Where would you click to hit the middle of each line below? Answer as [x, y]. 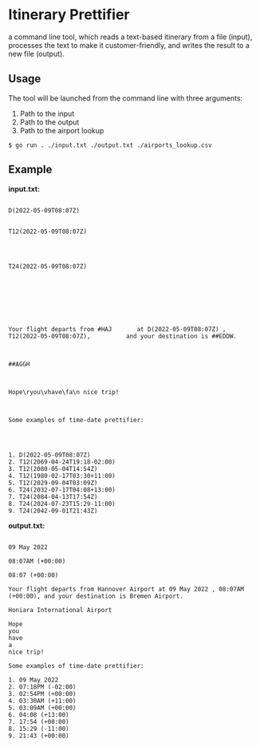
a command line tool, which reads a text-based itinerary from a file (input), [130, 37]
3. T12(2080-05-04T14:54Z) [53, 468]
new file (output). [37, 53]
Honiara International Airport [60, 610]
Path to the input [47, 113]
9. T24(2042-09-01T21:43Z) [53, 511]
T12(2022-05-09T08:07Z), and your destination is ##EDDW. [123, 336]
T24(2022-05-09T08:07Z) [48, 266]
